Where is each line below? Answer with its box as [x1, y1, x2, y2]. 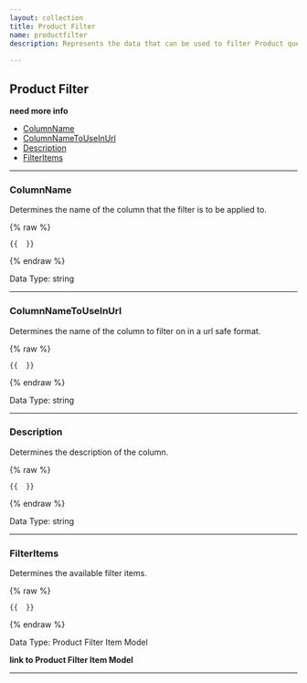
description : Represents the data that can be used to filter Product [9, 38, 284, 48]
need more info [9, 105, 69, 116]
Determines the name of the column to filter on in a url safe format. [9, 325, 261, 336]
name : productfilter [9, 30, 89, 39]
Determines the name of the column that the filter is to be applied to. [9, 205, 267, 215]
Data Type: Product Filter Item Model [9, 636, 148, 648]
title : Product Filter [9, 22, 96, 31]
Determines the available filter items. [9, 568, 148, 579]
